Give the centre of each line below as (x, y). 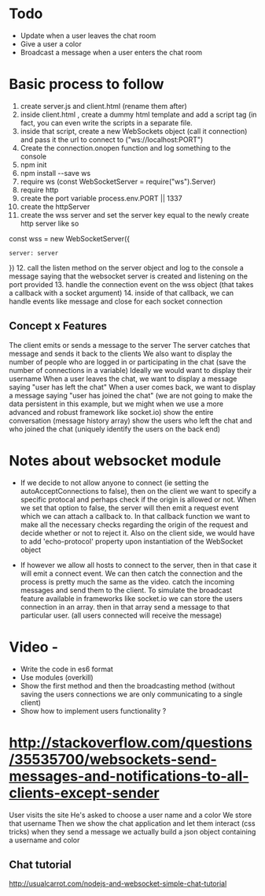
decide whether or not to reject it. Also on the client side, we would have (137, 532)
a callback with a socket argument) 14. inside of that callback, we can (121, 293)
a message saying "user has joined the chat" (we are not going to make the (131, 395)
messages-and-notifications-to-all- (129, 776)
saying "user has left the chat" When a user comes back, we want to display (132, 386)
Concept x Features (58, 326)
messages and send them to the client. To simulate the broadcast (126, 590)
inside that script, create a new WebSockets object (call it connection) (134, 131)
